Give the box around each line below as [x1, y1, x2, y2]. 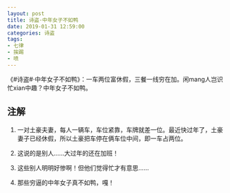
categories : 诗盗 [7, 29, 55, 37]
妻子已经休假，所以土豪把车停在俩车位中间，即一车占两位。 [17, 134, 187, 143]
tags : [7, 36, 23, 43]
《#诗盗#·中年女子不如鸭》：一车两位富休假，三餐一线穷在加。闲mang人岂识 [7, 75, 223, 83]
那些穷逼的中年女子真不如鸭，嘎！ [17, 178, 115, 187]
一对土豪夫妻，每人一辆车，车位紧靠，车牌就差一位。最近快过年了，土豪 [17, 125, 223, 134]
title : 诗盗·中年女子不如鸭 [7, 17, 79, 24]
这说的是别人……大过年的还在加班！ [17, 149, 119, 157]
